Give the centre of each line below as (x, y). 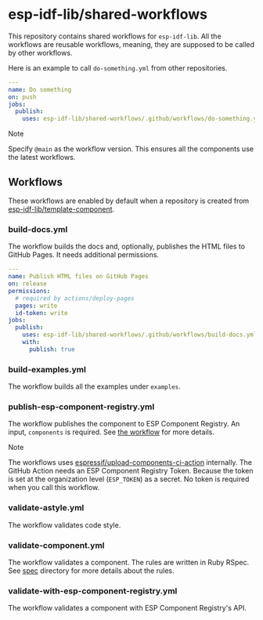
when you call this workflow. (54, 488)
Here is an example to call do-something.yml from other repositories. (118, 67)
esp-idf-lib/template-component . (61, 209)
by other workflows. (40, 53)
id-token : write (41, 313)
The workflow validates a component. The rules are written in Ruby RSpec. (129, 562)
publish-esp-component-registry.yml (81, 407)
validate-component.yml (56, 545)
